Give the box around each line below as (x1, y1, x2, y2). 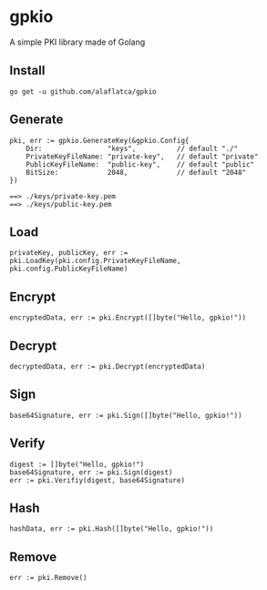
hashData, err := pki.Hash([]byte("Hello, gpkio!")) (9, 524, 214, 534)
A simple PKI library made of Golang (9, 36, 146, 47)
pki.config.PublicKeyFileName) (9, 264, 128, 274)
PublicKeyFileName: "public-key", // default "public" (26, 159, 255, 169)
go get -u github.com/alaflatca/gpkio (9, 86, 157, 97)
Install (9, 63, 46, 78)
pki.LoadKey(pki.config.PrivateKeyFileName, (9, 257, 181, 266)
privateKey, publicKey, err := (9, 249, 128, 258)
